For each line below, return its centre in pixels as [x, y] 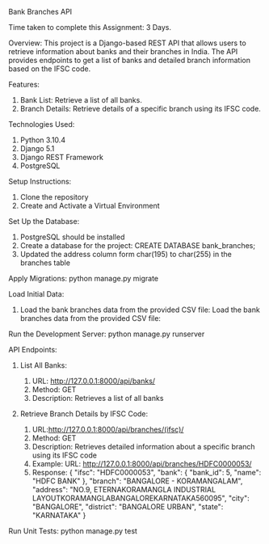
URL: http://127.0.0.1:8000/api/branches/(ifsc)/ [108, 429]
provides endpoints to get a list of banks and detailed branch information [129, 60]
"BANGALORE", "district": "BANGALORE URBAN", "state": [128, 507]
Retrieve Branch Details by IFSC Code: [84, 414]
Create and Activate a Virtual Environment [90, 206]
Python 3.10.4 [43, 140]
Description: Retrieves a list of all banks [98, 398]
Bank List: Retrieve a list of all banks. [81, 100]
